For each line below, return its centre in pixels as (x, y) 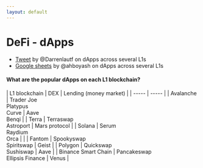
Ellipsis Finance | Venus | (37, 158)
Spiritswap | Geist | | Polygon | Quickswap (59, 145)
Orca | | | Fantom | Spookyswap (46, 139)
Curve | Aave (23, 112)
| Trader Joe (22, 100)
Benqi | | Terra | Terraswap (40, 119)
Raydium (17, 132)
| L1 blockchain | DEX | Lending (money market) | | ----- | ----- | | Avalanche (101, 93)
